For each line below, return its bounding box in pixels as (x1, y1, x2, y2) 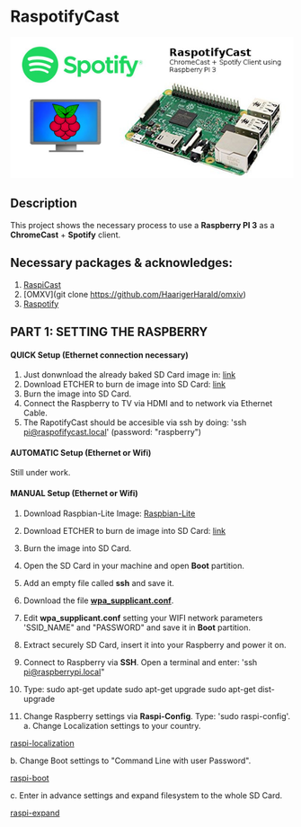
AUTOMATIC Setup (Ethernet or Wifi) (10, 447, 152, 458)
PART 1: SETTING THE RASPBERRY (10, 324, 208, 339)
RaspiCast (22, 279, 62, 289)
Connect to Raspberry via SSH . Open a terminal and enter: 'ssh (22, 656, 258, 667)
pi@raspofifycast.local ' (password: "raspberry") (22, 427, 201, 438)
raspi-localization (10, 737, 75, 748)
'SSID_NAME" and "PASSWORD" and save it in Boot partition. (22, 622, 251, 633)
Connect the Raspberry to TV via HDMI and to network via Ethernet (22, 398, 273, 409)
